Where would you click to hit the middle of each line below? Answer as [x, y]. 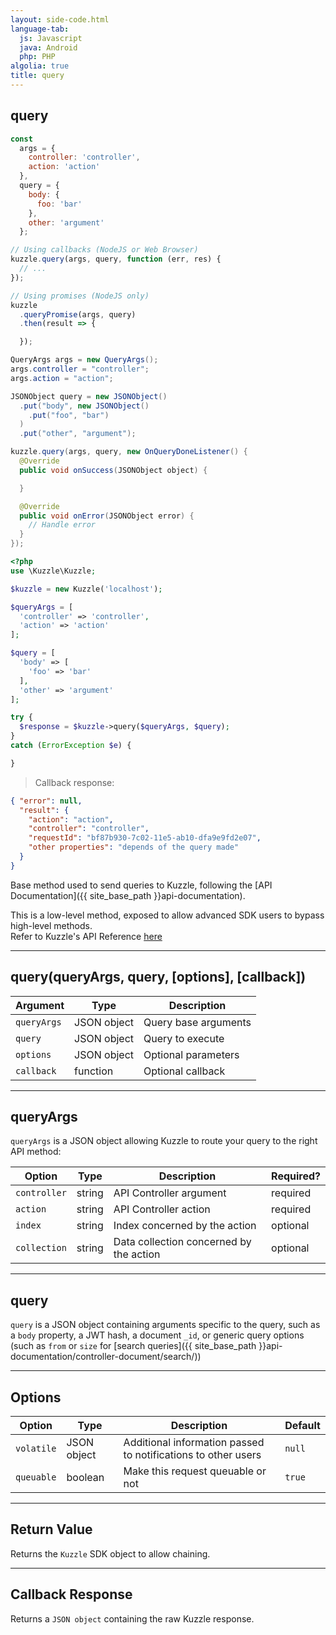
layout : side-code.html [60, 19]
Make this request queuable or [195, 1471]
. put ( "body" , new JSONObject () [84, 406]
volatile [36, 1449]
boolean [85, 1478]
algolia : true [40, 66]
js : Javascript [51, 38]
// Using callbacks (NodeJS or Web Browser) [104, 250]
